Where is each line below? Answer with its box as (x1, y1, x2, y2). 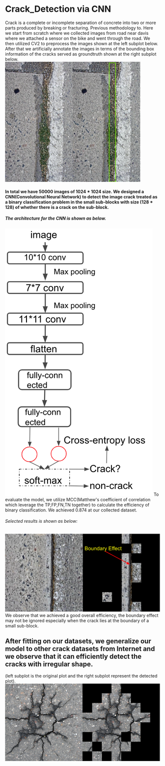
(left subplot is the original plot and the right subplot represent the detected (5, 673, 158, 679)
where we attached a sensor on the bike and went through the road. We (5, 35, 151, 41)
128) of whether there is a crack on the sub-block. (5, 204, 109, 210)
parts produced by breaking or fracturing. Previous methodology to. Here (5, 25, 154, 30)
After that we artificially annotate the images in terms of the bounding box (5, 46, 155, 52)
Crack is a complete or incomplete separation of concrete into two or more (5, 20, 156, 26)
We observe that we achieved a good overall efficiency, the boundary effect (5, 612, 159, 618)
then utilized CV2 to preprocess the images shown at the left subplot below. (5, 40, 159, 46)
